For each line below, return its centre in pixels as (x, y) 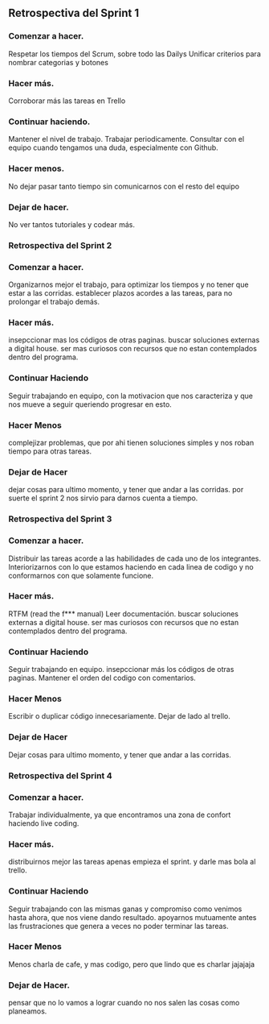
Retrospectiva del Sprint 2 (60, 245)
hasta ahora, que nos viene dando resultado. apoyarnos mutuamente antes (132, 917)
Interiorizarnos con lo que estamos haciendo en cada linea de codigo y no (131, 566)
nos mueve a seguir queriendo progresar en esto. (90, 404)
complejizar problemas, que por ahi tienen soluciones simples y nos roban (131, 442)
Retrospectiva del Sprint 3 (60, 519)
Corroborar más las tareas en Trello (67, 101)
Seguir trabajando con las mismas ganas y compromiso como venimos (125, 909)
